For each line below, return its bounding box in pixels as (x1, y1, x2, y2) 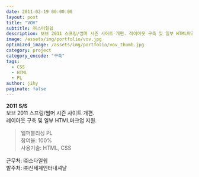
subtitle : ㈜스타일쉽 (6, 25, 54, 31)
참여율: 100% (20, 137, 52, 144)
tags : (6, 58, 20, 64)
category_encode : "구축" (6, 53, 65, 59)
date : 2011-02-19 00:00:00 (6, 8, 73, 15)
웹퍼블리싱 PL (20, 129, 53, 137)
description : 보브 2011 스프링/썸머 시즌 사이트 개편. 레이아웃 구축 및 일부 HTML (6, 31, 187, 37)
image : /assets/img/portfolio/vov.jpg (6, 36, 102, 42)
